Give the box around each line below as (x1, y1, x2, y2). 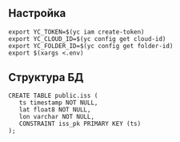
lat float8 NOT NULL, (18, 106, 91, 114)
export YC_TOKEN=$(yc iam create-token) (8, 27, 146, 36)
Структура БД (8, 71, 84, 84)
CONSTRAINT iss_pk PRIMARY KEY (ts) (18, 120, 142, 128)
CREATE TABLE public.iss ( (8, 91, 98, 100)
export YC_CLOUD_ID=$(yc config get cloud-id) (8, 34, 166, 43)
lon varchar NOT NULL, (18, 113, 94, 121)
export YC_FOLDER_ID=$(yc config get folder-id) (8, 42, 174, 50)
